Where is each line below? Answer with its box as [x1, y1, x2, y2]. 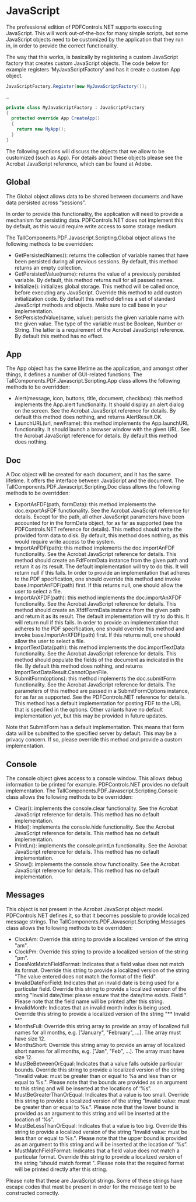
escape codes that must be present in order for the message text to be [6, 1183, 176, 1190]
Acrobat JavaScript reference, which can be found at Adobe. [6, 160, 153, 167]
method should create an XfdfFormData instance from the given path [14, 607, 181, 614]
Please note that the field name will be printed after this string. [14, 998, 164, 1005]
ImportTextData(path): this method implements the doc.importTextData [14, 644, 185, 651]
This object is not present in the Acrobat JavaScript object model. [6, 905, 164, 912]
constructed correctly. [6, 1189, 60, 1196]
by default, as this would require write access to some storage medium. [6, 222, 178, 229]
